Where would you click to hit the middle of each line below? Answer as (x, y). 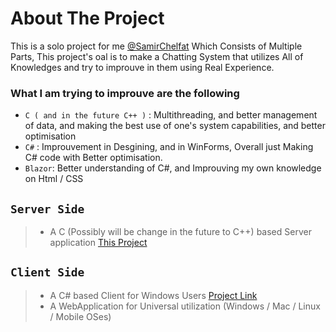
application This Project (98, 243)
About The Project (87, 18)
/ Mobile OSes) (80, 316)
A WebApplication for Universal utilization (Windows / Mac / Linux (185, 306)
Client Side (47, 272)
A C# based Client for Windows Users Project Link (153, 295)
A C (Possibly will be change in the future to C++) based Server (180, 232)
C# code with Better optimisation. (93, 158)
